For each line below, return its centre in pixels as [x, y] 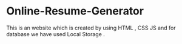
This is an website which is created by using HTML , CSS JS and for [91, 28]
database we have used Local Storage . [56, 34]
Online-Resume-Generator [75, 11]
